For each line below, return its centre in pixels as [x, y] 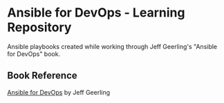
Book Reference [42, 76]
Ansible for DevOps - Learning [96, 13]
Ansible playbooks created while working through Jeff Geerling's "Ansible [112, 46]
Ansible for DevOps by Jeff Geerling [59, 92]
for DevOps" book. [34, 54]
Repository [39, 27]
